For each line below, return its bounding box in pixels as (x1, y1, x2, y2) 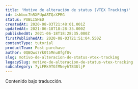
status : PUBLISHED (5, 17, 44, 22)
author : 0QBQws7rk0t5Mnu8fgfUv (5, 50, 72, 55)
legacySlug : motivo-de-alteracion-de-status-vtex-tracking (5, 60, 133, 65)
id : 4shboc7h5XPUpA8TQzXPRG (5, 12, 65, 17)
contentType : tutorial (5, 41, 53, 46)
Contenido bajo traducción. (5, 78, 63, 84)
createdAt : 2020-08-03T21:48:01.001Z (5, 21, 86, 27)
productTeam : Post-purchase (5, 45, 65, 50)
